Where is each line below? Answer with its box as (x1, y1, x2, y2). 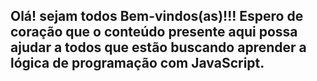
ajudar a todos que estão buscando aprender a (10, 39, 307, 56)
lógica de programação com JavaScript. (10, 55, 265, 72)
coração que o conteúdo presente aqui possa (10, 24, 298, 41)
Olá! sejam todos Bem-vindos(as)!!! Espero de (10, 8, 304, 25)
